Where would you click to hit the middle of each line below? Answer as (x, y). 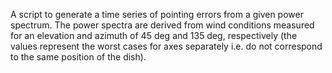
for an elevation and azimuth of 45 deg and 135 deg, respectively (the (154, 35)
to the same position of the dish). (78, 57)
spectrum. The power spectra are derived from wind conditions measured (162, 25)
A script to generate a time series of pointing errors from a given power (157, 14)
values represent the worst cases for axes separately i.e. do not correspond (166, 46)
